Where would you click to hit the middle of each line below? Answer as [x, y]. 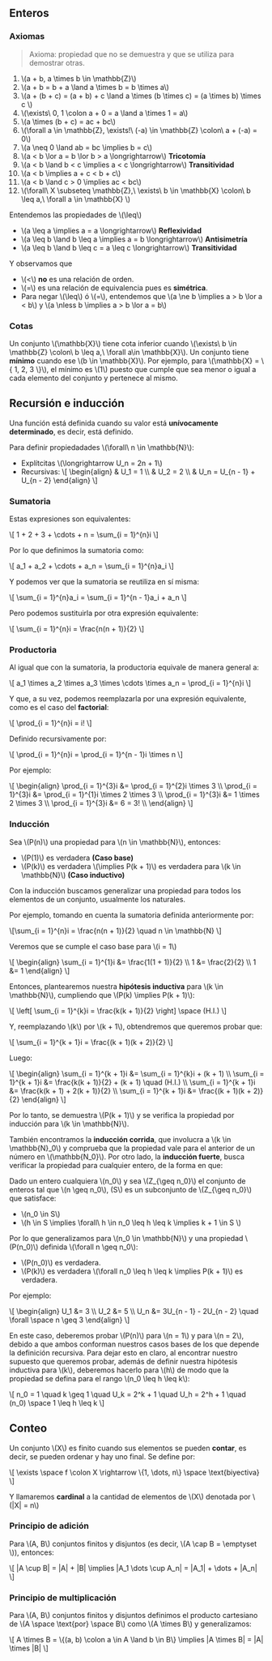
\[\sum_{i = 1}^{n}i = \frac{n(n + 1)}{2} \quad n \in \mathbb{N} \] [115, 931]
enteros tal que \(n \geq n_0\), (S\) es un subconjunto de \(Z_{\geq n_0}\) [131, 1189]
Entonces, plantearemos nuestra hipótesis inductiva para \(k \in [116, 986]
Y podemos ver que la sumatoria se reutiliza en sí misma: [104, 582]
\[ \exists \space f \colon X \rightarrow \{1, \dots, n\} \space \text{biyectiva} [134, 1472]
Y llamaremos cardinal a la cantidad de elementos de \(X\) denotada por [130, 1496]
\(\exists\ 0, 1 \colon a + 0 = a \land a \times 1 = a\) [104, 113]
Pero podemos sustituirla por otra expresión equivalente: [104, 613]
